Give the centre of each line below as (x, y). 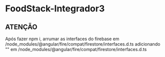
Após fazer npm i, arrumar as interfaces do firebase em (62, 39)
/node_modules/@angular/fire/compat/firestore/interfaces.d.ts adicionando (83, 44)
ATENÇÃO (21, 27)
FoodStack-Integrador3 (55, 9)
